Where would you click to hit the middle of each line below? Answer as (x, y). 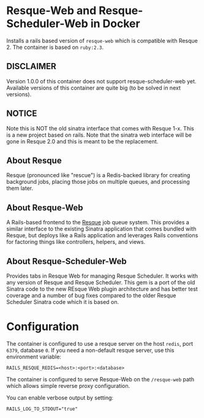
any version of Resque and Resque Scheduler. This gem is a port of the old (101, 282)
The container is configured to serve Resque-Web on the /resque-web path (100, 379)
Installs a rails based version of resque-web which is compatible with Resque (102, 40)
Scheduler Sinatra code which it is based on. (63, 302)
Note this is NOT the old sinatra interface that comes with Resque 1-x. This (100, 128)
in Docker (115, 24)
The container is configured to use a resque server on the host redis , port (100, 343)
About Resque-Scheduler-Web (66, 261)
